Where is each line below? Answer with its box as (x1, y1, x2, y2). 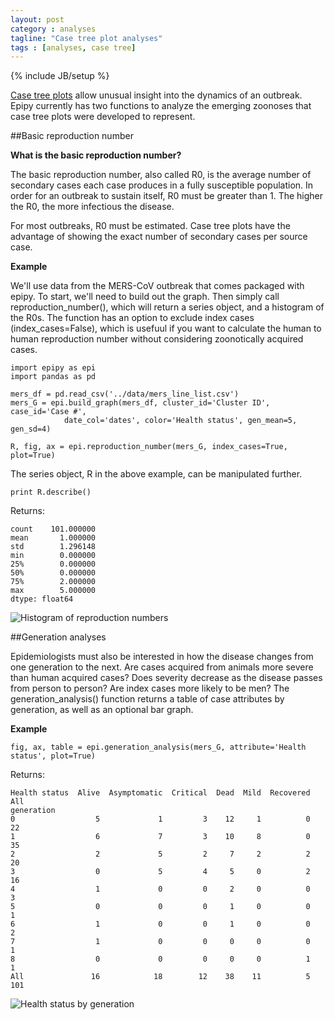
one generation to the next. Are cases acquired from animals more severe (10, 661, 314, 673)
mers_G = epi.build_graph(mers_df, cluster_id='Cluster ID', (10, 398, 271, 408)
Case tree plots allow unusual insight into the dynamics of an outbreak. (10, 89, 303, 101)
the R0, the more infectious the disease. (10, 201, 175, 213)
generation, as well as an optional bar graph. (10, 704, 194, 716)
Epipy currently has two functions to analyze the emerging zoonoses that (10, 100, 312, 112)
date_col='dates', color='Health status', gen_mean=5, (63, 416, 298, 426)
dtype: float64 (10, 594, 74, 605)
